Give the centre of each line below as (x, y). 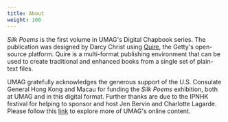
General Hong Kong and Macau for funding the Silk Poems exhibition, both (113, 89)
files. (26, 69)
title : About (26, 13)
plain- (205, 61)
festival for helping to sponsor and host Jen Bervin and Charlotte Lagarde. (112, 103)
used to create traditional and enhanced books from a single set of (101, 61)
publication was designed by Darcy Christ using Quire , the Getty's (101, 47)
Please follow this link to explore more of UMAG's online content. (99, 111)
